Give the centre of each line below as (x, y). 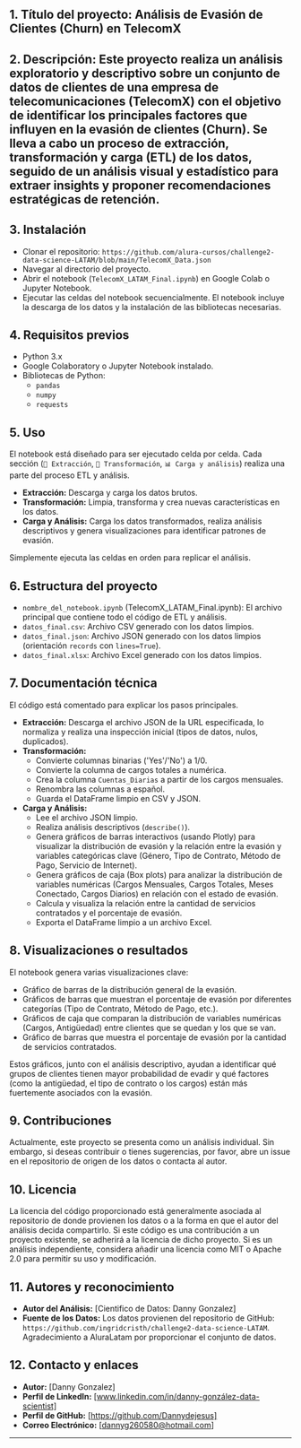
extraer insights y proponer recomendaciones (140, 185)
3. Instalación (48, 230)
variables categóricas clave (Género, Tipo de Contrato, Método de (158, 855)
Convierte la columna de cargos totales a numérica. (131, 769)
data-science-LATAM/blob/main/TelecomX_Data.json (117, 260)
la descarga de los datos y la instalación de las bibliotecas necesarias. (152, 307)
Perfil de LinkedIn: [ (59, 1396)
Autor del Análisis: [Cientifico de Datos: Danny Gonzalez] (129, 1309)
